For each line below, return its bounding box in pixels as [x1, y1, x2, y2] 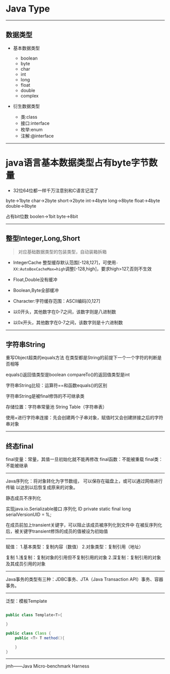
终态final [6, 442, 34, 450]
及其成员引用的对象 [6, 561, 46, 567]
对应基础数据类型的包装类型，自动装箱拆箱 [18, 249, 107, 255]
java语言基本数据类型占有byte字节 [6, 157, 149, 168]
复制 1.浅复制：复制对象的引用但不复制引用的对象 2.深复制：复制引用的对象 [6, 554, 161, 561]
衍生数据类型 [13, 103, 40, 109]
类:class [20, 114, 37, 120]
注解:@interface [20, 132, 54, 139]
